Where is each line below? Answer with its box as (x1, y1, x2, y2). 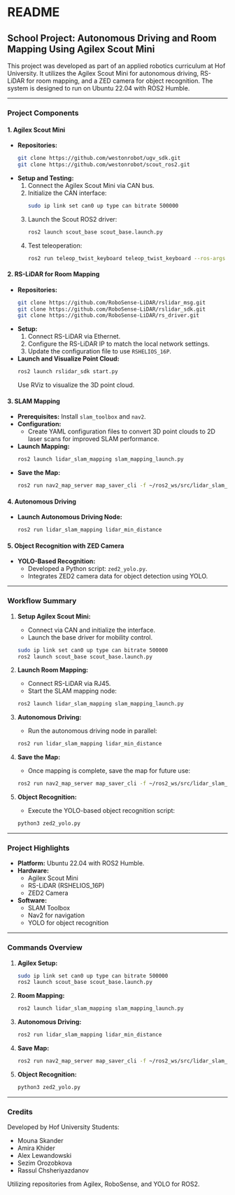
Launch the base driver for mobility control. (27, 633, 153, 642)
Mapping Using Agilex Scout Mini (7, 43, 155, 55)
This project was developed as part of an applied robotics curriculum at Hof (7, 62, 226, 70)
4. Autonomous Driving (7, 497, 77, 506)
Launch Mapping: (17, 443, 70, 451)
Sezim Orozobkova (17, 1159, 72, 1168)
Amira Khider (17, 1144, 56, 1152)
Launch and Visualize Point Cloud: (17, 355, 120, 363)
